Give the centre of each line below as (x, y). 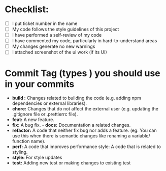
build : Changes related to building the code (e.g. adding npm (77, 98)
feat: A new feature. (33, 120)
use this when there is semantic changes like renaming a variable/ (81, 136)
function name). (29, 141)
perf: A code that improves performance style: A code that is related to (86, 147)
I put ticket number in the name (45, 23)
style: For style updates (37, 158)
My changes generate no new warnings (54, 46)
